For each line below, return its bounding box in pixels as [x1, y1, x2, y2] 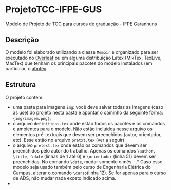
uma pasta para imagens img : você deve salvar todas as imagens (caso [12, 104, 163, 110]
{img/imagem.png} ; [12, 115, 51, 121]
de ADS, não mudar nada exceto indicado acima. [12, 175, 117, 181]
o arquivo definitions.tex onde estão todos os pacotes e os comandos [12, 120, 165, 126]
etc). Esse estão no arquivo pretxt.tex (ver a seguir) [12, 137, 125, 143]
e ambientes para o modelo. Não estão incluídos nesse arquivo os [12, 126, 153, 132]
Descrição [5, 35, 39, 44]
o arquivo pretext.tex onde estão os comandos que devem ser [12, 142, 147, 148]
